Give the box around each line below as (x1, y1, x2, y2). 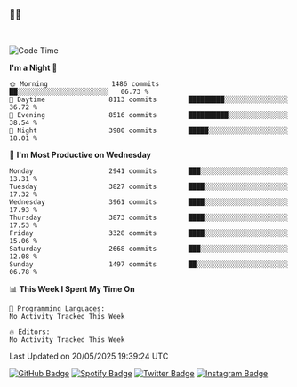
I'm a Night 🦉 (9, 62, 58, 74)
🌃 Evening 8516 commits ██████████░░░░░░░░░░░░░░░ (9, 111, 289, 120)
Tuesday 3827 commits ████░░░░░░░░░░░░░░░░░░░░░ (9, 182, 289, 192)
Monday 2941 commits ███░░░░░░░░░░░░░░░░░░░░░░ (9, 167, 289, 176)
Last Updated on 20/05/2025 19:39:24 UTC (9, 351, 169, 362)
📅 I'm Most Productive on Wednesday (9, 150, 151, 161)
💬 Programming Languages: (9, 304, 105, 313)
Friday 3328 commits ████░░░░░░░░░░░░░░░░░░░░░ (9, 229, 289, 238)
